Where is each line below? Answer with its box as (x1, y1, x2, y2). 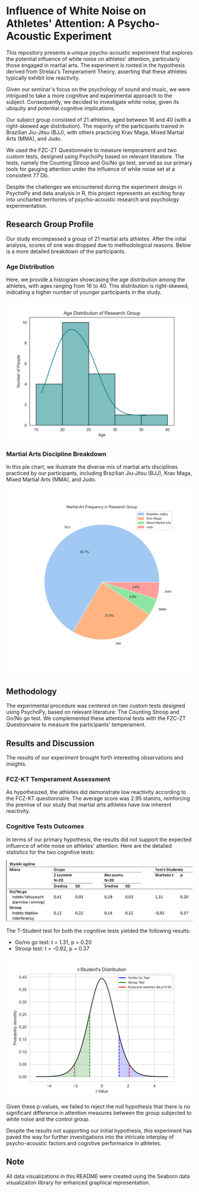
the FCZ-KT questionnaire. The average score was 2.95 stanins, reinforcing (6, 795, 191, 802)
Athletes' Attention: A (6, 17, 115, 30)
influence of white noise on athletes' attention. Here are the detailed (6, 842, 172, 849)
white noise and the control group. (6, 1115, 90, 1123)
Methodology (6, 686, 57, 697)
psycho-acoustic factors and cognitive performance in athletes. (6, 1139, 162, 1146)
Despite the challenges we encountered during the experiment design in (6, 183, 182, 190)
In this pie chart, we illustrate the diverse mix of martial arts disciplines (6, 463, 178, 471)
